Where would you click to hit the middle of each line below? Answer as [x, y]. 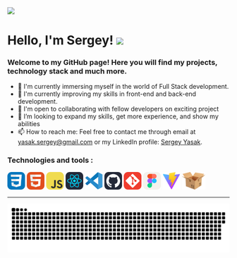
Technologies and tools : [50, 160]
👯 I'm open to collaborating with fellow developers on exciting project [118, 109]
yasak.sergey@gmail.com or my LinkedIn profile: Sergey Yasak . [110, 142]
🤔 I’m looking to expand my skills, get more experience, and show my [118, 116]
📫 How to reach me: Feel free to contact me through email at [107, 132]
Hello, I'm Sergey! [61, 41]
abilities [29, 124]
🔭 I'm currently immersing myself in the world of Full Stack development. [123, 87]
